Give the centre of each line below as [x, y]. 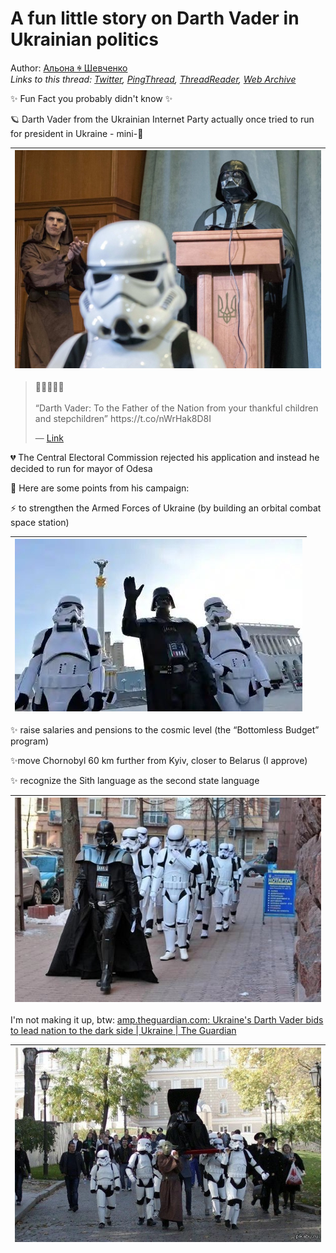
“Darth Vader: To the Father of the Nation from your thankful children [176, 408]
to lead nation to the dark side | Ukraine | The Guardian [123, 1031]
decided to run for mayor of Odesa [81, 468]
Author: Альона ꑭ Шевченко [69, 68]
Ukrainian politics [84, 39]
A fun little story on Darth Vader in [155, 18]
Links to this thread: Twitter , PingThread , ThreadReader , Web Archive [153, 79]
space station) [40, 522]
